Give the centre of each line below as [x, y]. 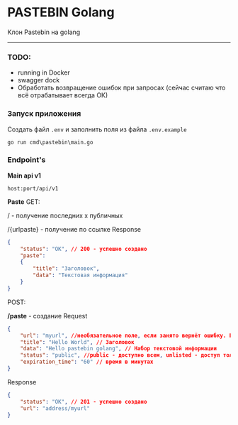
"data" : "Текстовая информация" [81, 275]
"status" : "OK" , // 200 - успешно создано [84, 249]
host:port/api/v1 [33, 188]
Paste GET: [24, 201]
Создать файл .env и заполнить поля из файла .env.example [97, 129]
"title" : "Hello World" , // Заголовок [77, 342]
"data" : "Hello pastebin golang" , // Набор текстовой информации [119, 349]
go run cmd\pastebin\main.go [50, 142]
